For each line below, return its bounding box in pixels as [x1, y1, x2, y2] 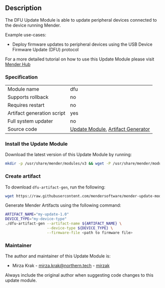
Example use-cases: [5, 32, 47, 37]
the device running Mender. [5, 22, 61, 28]
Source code [7, 126, 37, 132]
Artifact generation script [7, 110, 65, 117]
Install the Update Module [5, 140, 68, 147]
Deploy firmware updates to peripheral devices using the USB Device [12, 41, 153, 47]
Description [5, 4, 42, 12]
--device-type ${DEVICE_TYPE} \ [47, 226, 113, 231]
